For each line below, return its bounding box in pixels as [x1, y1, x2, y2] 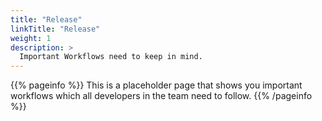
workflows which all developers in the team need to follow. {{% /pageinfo [10, 90, 313, 102]
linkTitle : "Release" [10, 24, 101, 34]
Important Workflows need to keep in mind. [19, 52, 203, 62]
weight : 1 [10, 33, 52, 43]
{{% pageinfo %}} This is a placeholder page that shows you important [10, 79, 303, 91]
